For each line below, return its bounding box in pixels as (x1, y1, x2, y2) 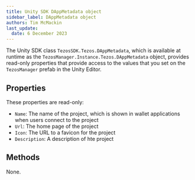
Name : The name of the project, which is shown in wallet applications (14, 110, 180, 117)
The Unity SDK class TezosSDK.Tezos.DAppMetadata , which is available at (6, 47, 181, 54)
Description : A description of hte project (14, 135, 114, 142)
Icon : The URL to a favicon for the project (14, 128, 116, 136)
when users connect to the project (14, 116, 99, 123)
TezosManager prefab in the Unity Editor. (6, 66, 102, 73)
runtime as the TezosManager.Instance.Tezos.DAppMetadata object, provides (6, 53, 189, 60)
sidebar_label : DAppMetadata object (6, 14, 96, 20)
